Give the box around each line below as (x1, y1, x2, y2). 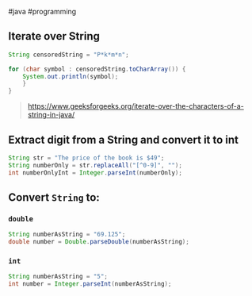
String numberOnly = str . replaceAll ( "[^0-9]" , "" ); (8, 161, 182, 169)
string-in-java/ (27, 110, 75, 120)
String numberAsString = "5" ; (8, 273, 109, 281)
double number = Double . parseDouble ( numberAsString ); (8, 238, 190, 246)
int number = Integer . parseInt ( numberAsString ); (8, 280, 172, 288)
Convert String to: (8, 190, 101, 205)
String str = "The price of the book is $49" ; (8, 154, 165, 162)
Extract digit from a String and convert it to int (8, 133, 239, 146)
